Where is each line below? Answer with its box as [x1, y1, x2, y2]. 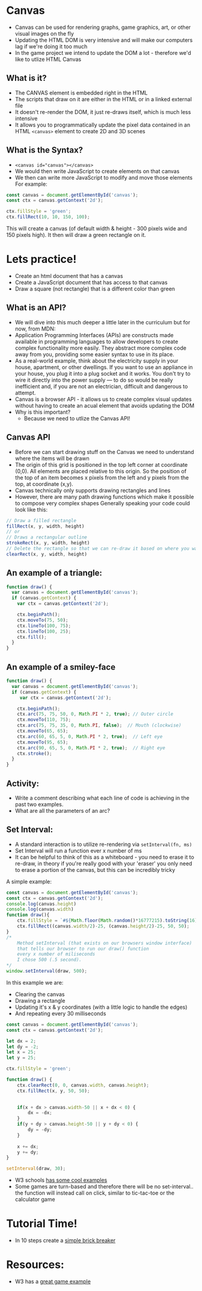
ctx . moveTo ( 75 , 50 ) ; [17, 617, 69, 623]
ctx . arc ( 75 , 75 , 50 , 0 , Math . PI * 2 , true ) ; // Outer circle [17, 711, 174, 718]
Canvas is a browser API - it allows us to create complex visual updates [14, 396, 192, 403]
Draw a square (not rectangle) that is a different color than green [14, 285, 176, 292]
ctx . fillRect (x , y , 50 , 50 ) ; [17, 1088, 90, 1094]
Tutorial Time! [6, 1217, 78, 1231]
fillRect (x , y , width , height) [6, 523, 85, 529]
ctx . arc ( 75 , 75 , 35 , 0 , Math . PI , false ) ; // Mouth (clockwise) [17, 722, 182, 728]
